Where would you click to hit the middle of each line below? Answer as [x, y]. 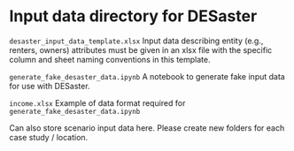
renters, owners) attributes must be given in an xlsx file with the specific [141, 49]
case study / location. [49, 137]
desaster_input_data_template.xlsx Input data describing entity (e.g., [136, 41]
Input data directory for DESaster [133, 16]
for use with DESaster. [50, 86]
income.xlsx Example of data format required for [97, 102]
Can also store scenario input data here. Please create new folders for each [147, 128]
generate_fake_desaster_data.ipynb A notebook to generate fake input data [147, 76]
